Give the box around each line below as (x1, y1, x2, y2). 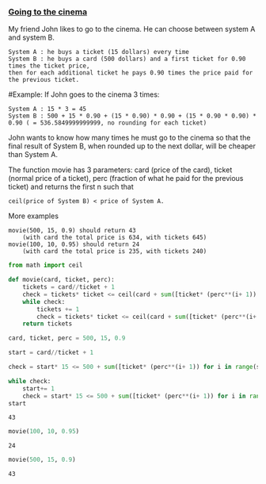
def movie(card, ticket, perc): (8, 276, 115, 284)
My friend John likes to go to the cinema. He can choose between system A (8, 25, 256, 34)
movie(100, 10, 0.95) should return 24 (8, 240, 140, 248)
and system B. (8, 33, 55, 42)
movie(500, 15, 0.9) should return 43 (8, 227, 136, 235)
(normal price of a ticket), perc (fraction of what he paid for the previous (8, 174, 244, 183)
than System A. (8, 150, 58, 159)
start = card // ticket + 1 (8, 348, 93, 357)
